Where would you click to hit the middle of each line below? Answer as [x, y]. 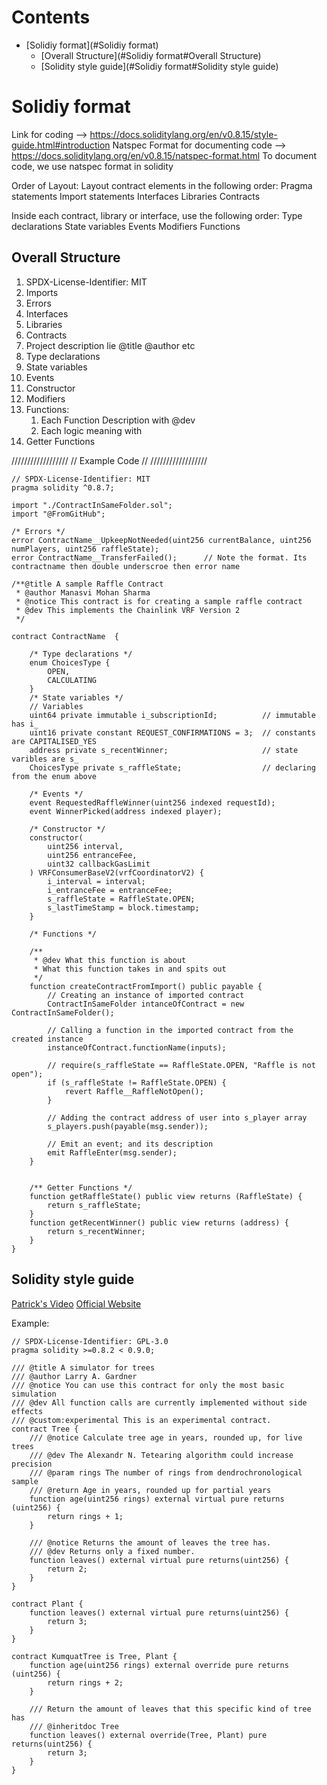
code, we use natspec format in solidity [92, 166]
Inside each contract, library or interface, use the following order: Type [157, 215]
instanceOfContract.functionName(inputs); [137, 1047]
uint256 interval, [85, 846]
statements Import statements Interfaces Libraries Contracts [136, 196]
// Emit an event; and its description [130, 1144]
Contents [51, 17]
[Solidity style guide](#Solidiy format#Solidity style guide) [159, 66]
